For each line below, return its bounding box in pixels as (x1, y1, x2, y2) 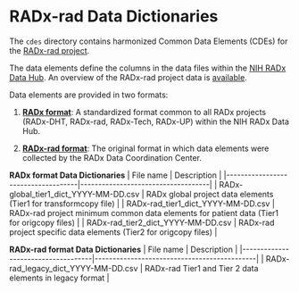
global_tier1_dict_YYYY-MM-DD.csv (9, 188, 140, 199)
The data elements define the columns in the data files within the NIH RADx (9, 63, 287, 73)
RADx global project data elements (145, 188, 274, 199)
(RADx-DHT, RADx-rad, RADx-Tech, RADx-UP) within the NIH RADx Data (21, 116, 290, 127)
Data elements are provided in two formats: (9, 89, 169, 100)
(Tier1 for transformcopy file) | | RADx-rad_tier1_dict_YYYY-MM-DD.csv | (9, 198, 275, 209)
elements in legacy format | (9, 272, 110, 283)
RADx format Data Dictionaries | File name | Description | (9, 170, 222, 180)
